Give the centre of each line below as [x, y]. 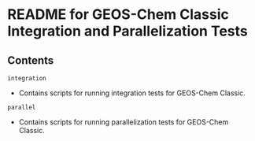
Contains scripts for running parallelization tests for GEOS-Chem [124, 122]
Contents [31, 60]
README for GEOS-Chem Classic [118, 15]
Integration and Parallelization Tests [128, 31]
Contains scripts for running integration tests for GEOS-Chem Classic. [132, 93]
